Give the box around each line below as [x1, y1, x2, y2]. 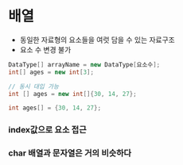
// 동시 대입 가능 [8, 82, 60, 90]
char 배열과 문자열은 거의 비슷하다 [8, 148, 132, 159]
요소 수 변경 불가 [19, 44, 72, 54]
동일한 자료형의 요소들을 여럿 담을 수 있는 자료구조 [19, 35, 175, 44]
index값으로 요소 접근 [8, 125, 87, 136]
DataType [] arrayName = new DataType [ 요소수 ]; [8, 60, 161, 68]
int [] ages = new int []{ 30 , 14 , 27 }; [8, 90, 137, 98]
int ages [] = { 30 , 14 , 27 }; [8, 104, 102, 112]
